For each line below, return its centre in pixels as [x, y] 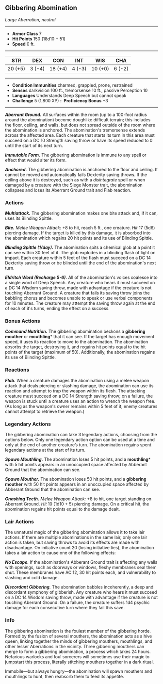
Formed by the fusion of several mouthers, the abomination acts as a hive [79, 636]
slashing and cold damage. [32, 578]
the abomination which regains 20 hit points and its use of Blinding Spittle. [79, 238]
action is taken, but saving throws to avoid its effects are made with [72, 542]
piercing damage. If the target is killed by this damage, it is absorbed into [78, 233]
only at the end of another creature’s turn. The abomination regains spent [78, 445]
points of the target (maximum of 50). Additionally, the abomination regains [80, 352]
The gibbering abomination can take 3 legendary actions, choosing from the [81, 434]
